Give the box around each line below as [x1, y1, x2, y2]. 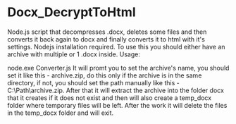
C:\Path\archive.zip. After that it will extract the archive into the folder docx [7, 86, 224, 94]
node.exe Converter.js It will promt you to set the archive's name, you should [7, 63, 230, 72]
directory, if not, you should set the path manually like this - [7, 78, 180, 87]
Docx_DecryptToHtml [7, 4, 136, 20]
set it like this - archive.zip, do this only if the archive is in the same [7, 71, 202, 80]
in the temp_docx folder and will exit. [7, 108, 114, 117]
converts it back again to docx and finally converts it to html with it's [7, 35, 206, 43]
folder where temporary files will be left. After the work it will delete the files [7, 101, 228, 109]
